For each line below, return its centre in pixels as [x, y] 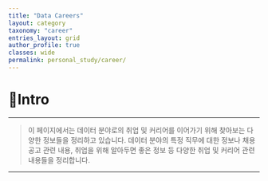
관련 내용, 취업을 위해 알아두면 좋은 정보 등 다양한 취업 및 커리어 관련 [149, 150]
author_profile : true [44, 45]
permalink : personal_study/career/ [67, 61]
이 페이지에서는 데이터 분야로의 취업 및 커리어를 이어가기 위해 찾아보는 [136, 130]
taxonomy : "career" [41, 30]
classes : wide [32, 53]
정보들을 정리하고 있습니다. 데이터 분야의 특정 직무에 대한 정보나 [142, 140]
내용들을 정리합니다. [59, 159]
